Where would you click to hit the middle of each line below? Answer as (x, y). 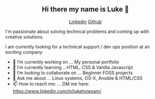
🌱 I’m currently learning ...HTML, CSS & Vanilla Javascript (73, 67)
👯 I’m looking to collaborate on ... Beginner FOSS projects (73, 73)
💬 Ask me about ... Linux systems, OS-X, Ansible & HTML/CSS (78, 78)
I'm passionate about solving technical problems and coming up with (77, 31)
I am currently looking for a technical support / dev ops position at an (77, 47)
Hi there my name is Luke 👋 (85, 9)
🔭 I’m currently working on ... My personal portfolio (66, 62)
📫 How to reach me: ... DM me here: (51, 84)
